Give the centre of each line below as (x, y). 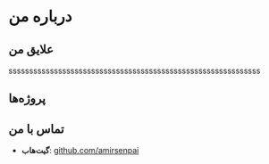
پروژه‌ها (27, 98)
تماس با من (36, 129)
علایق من (31, 49)
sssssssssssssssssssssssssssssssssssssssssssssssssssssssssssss (134, 70)
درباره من (40, 16)
